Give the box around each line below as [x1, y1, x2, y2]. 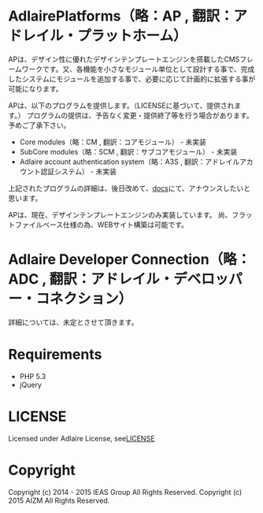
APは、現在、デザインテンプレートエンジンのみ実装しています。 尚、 [8, 210, 232, 219]
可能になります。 [8, 84, 63, 93]
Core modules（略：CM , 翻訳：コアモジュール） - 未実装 [19, 137, 207, 147]
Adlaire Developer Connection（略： [8, 251, 251, 269]
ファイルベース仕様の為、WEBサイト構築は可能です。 [14, 220, 189, 229]
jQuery [19, 380, 42, 389]
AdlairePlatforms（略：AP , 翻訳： [8, 7, 234, 25]
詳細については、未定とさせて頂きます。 [8, 317, 139, 327]
